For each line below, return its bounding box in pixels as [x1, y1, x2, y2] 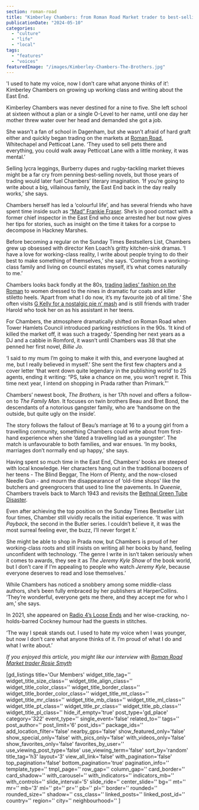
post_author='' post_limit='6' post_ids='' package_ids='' [6, 722, 144, 729]
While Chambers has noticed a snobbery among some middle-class [6, 581, 172, 588]
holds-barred [6, 618, 38, 625]
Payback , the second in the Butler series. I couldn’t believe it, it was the [6, 520, 181, 528]
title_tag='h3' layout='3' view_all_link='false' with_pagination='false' [6, 753, 172, 760]
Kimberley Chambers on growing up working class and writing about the [6, 87, 183, 94]
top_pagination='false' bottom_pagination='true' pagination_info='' [6, 760, 169, 767]
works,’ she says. [6, 190, 49, 197]
